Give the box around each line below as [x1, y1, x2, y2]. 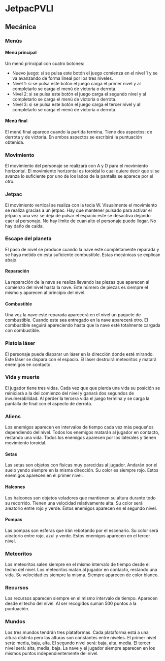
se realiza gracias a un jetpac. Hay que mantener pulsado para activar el [5, 207, 152, 213]
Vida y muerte [5, 374, 40, 381]
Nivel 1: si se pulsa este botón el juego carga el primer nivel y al [12, 80, 141, 86]
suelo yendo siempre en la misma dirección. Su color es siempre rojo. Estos [5, 467, 159, 473]
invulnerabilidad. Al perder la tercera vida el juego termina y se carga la [5, 395, 150, 401]
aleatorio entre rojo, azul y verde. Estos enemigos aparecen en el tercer [5, 532, 150, 538]
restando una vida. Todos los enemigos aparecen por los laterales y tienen [5, 434, 157, 441]
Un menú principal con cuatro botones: [5, 60, 85, 66]
